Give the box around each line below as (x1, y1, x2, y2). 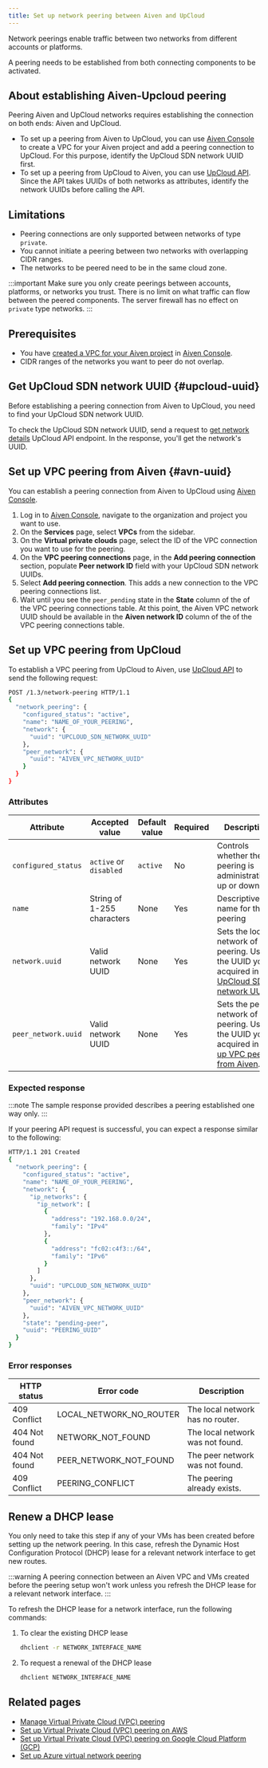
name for (216, 903, 251, 914)
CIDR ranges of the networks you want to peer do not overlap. (19, 356, 225, 367)
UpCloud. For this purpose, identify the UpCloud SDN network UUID (19, 151, 244, 160)
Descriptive (216, 893, 260, 904)
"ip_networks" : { (29, 1193, 88, 1201)
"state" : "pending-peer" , (22, 1319, 109, 1327)
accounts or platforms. (8, 41, 83, 52)
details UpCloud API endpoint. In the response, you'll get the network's (8, 433, 242, 443)
